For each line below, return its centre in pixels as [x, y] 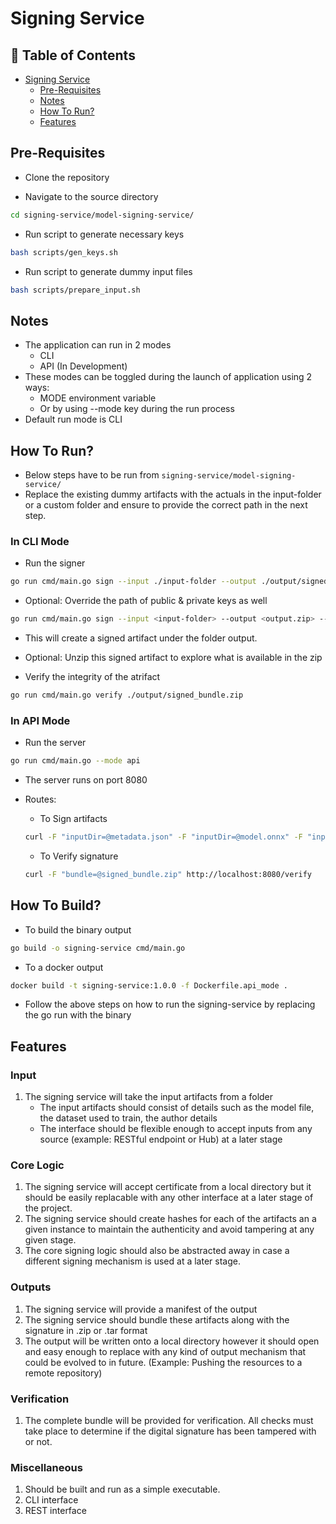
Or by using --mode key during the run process [137, 409]
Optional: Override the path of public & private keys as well [146, 601]
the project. [48, 1208]
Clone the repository [67, 177]
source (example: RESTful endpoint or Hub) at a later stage [161, 1139]
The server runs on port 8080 [86, 780]
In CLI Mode [40, 541]
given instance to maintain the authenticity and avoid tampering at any [169, 1229]
